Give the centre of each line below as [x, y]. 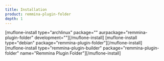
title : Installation [26, 10]
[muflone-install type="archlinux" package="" [51, 33]
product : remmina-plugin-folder [38, 14]
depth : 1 [14, 19]
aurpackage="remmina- [123, 33]
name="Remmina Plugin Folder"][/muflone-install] [71, 53]
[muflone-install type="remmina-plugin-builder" [53, 48]
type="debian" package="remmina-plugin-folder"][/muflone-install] [74, 43]
